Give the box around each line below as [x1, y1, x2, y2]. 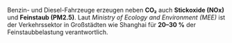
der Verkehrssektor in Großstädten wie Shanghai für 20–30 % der [7, 21, 197, 28]
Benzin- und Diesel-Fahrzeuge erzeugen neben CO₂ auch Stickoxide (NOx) [7, 6, 224, 14]
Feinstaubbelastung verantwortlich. [7, 28, 109, 36]
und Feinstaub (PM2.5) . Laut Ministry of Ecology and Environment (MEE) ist [7, 13, 226, 21]
